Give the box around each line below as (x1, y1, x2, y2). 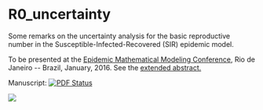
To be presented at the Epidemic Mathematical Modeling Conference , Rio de (8, 55, 255, 64)
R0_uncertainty (8, 5, 111, 23)
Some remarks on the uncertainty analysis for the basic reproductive (8, 31, 230, 41)
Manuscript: (8, 78, 47, 87)
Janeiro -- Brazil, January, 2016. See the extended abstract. (8, 62, 202, 72)
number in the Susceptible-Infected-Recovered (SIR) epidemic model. (8, 39, 234, 48)
